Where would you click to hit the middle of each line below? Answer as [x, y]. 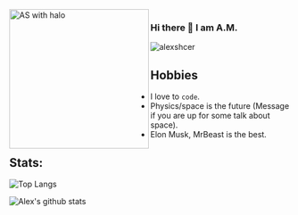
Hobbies [174, 75]
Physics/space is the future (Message [220, 106]
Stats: [26, 163]
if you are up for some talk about [210, 116]
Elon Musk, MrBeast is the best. [209, 135]
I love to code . [175, 96]
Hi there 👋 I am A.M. [194, 28]
